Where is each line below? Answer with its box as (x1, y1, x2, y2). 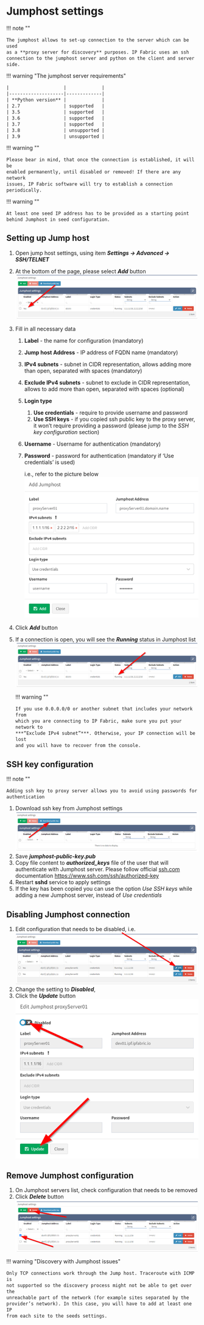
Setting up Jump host (6, 233, 90, 243)
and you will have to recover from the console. (15, 743, 141, 749)
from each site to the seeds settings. (6, 1313, 108, 1319)
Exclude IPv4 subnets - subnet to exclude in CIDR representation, (24, 379, 191, 386)
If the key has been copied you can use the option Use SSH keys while (15, 885, 193, 893)
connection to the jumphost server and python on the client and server (6, 55, 195, 62)
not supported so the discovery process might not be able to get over (6, 1282, 192, 1288)
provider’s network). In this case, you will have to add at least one (6, 1301, 192, 1307)
